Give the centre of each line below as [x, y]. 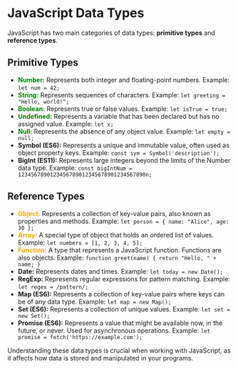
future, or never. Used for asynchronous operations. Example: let [114, 330]
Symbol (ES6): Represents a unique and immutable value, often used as [124, 145]
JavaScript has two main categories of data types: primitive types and [111, 33]
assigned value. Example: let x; [66, 124]
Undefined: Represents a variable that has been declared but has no [118, 116]
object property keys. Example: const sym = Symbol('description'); [118, 153]
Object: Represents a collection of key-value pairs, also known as [114, 213]
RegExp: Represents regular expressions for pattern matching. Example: [124, 279]
